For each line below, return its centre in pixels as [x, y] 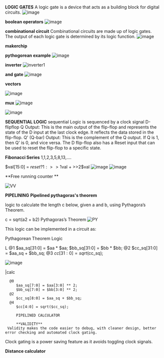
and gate [14, 74]
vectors [13, 84]
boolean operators [24, 22]
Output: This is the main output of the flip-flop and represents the [91, 127]
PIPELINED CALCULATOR [38, 315]
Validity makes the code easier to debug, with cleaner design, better [82, 328]
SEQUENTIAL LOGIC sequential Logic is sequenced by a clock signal [75, 122]
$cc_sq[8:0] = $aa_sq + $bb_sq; [49, 298]
